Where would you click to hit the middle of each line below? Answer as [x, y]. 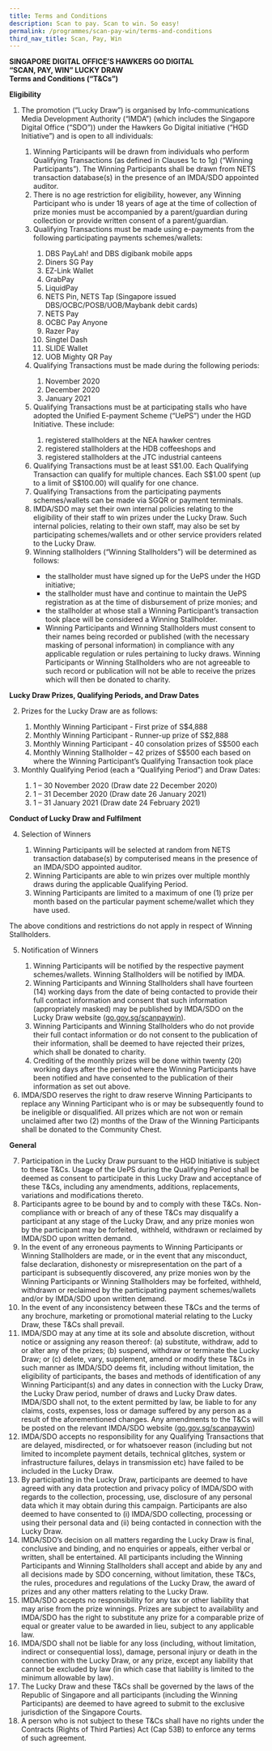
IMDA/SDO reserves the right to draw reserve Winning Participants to [136, 1095]
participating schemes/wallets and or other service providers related [147, 535]
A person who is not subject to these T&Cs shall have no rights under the [142, 1721]
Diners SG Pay [69, 262]
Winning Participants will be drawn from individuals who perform [141, 152]
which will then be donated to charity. [108, 680]
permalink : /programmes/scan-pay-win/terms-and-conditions [111, 31]
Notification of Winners [59, 950]
